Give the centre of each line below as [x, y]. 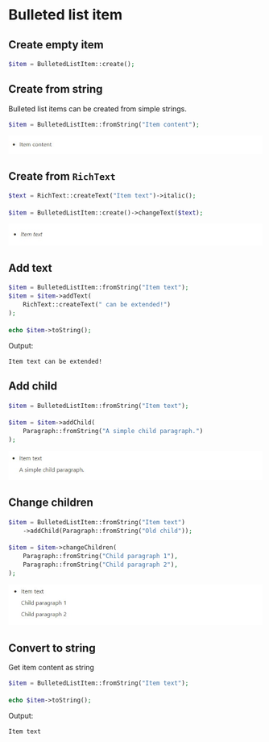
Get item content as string [52, 668]
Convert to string [52, 648]
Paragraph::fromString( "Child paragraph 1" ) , [101, 556]
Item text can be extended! [56, 361]
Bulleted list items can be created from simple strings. [97, 108]
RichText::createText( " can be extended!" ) [97, 305]
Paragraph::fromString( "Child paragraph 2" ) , [101, 565]
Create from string [56, 89]
